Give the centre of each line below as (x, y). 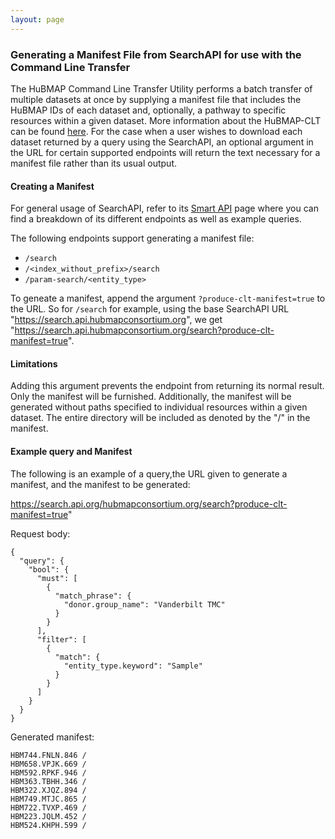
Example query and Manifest (71, 451)
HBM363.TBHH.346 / (48, 781)
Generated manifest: (52, 737)
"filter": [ (61, 639)
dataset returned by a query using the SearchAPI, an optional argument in (162, 142)
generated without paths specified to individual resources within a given (159, 407)
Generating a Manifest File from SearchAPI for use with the (156, 54)
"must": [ (57, 578)
